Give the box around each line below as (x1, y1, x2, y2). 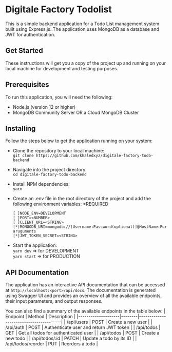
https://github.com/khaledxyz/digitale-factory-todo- (35, 153, 154, 159)
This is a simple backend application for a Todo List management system (5, 21, 160, 27)
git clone (12, 153, 34, 159)
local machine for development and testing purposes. (5, 65, 119, 71)
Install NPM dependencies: (12, 181, 70, 187)
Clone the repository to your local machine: (12, 148, 104, 154)
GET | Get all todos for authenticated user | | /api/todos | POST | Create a (5, 330, 160, 336)
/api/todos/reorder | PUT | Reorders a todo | (5, 341, 99, 347)
